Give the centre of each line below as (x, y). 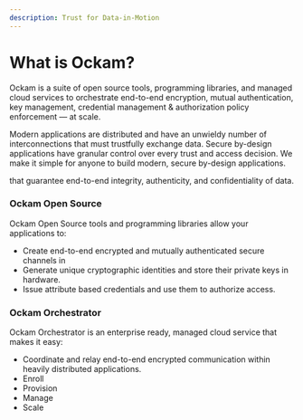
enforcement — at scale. (55, 116)
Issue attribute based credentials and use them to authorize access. (149, 289)
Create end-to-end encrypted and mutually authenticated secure (143, 251)
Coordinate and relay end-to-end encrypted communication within (147, 359)
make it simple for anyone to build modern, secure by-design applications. (148, 163)
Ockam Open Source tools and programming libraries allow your (129, 224)
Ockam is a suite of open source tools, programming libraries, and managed (151, 88)
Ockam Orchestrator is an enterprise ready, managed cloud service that (143, 332)
